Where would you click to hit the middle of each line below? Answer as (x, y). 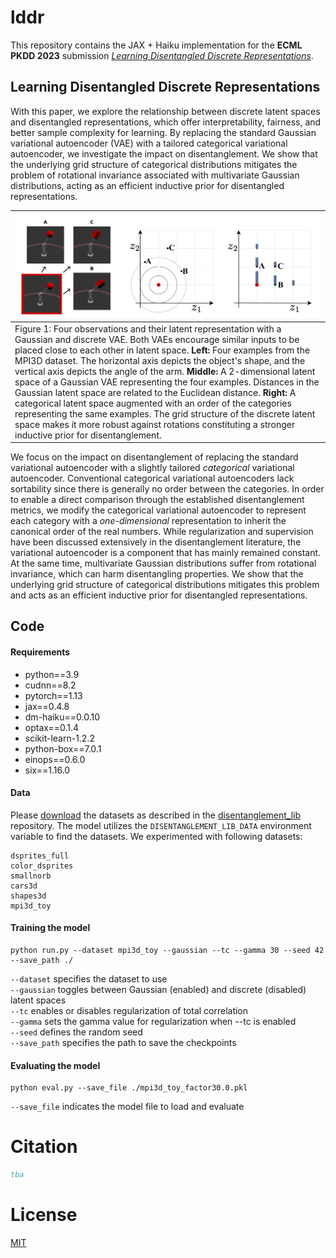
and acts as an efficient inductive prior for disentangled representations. (159, 595)
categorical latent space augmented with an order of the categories (153, 403)
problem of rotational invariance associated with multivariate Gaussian (155, 175)
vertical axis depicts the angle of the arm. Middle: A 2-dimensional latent (165, 371)
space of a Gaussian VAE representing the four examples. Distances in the (167, 382)
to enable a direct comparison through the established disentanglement (157, 499)
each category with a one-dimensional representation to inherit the (148, 520)
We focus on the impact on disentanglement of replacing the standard (154, 457)
